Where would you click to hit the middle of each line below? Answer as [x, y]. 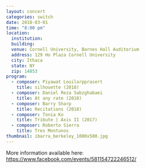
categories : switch [30, 17]
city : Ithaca [27, 60]
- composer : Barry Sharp [41, 104]
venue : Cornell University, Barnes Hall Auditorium [75, 50]
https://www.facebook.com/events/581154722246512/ [71, 159]
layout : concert [26, 11]
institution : [27, 38]
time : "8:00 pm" [26, 28]
